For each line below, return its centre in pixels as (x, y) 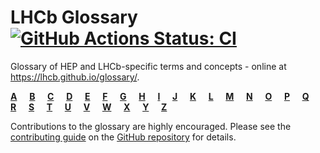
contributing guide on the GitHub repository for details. (123, 137)
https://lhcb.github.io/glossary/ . (75, 77)
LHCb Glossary (74, 17)
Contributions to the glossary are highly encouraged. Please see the (151, 126)
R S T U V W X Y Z (89, 107)
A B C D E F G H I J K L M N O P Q (160, 96)
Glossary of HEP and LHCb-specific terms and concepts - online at (148, 66)
